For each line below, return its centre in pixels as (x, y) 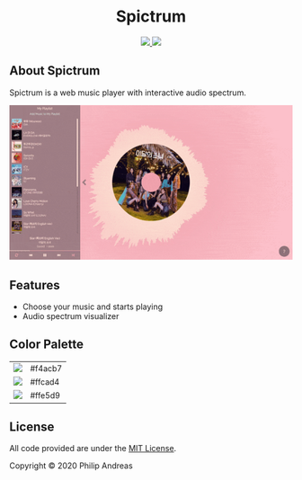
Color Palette (46, 345)
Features (35, 285)
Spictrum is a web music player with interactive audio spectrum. (128, 93)
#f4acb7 (46, 368)
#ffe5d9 (45, 396)
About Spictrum (55, 71)
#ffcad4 (45, 382)
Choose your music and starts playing (93, 307)
